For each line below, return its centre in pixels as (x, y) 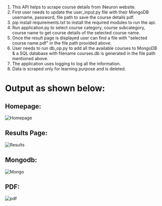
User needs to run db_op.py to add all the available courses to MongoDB (85, 48)
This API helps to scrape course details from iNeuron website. (74, 7)
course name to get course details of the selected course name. (76, 33)
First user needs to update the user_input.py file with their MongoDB (80, 12)
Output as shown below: (55, 88)
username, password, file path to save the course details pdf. (73, 17)
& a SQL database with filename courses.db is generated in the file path (84, 53)
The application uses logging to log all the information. (66, 63)
